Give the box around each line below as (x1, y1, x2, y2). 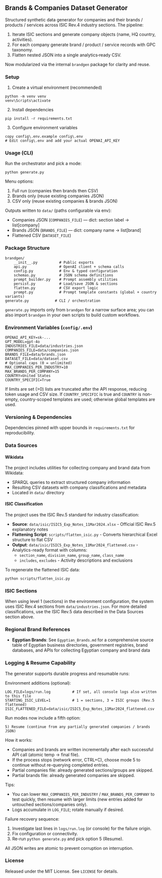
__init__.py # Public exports (14, 260, 94, 265)
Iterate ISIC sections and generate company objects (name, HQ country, (12, 31, 156, 37)
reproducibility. (5, 430, 35, 436)
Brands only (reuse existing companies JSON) (12, 193, 104, 199)
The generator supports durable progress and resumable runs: (5, 671, 130, 676)
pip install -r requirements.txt (5, 116, 73, 121)
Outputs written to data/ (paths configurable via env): (5, 207, 112, 213)
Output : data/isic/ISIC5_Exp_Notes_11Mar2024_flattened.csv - (12, 542, 139, 548)
